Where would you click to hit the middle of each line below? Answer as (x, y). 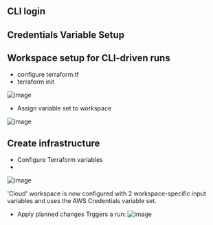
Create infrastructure (54, 143)
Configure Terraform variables (60, 160)
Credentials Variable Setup (66, 35)
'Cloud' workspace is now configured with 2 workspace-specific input (106, 193)
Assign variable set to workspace (64, 108)
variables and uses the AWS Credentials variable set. (82, 201)
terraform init (36, 82)
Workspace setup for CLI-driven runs (89, 58)
